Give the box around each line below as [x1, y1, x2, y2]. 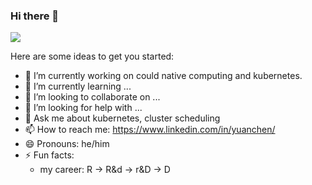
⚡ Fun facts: [24, 149, 75, 161]
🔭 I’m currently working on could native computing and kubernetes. [24, 70, 303, 82]
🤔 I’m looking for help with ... [24, 102, 143, 114]
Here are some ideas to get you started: [10, 50, 175, 63]
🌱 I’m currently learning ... [24, 80, 132, 93]
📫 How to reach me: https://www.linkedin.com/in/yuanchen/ [24, 124, 276, 136]
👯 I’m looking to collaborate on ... [24, 91, 161, 103]
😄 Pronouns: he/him [24, 138, 110, 150]
